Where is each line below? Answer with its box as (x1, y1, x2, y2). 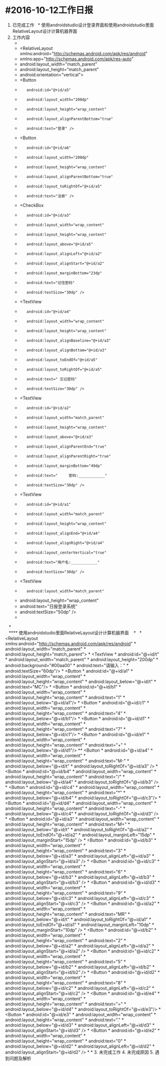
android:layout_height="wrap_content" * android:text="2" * (5, 937, 126, 943)
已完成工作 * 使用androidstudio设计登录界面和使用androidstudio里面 (12, 22, 154, 28)
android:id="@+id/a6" (26, 145, 71, 150)
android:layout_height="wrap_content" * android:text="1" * (5, 694, 125, 700)
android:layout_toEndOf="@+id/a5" (26, 357, 98, 362)
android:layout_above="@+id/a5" (26, 242, 93, 247)
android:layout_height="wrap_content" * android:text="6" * (5, 869, 126, 874)
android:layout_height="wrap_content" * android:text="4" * (5, 710, 126, 716)
